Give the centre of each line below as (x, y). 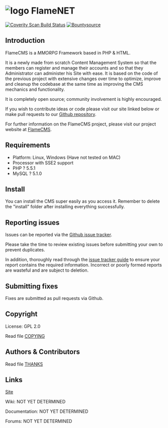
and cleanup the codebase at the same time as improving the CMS (74, 84)
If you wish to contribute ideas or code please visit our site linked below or (82, 109)
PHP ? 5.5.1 (24, 168)
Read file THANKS (24, 364)
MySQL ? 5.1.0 (27, 173)
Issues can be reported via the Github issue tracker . (59, 235)
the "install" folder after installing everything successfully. (65, 207)
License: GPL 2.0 (23, 326)
